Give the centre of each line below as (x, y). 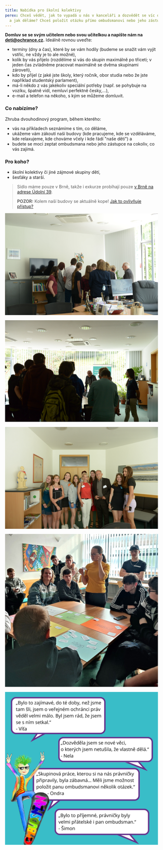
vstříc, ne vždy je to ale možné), (44, 55)
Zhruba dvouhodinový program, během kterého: (53, 119)
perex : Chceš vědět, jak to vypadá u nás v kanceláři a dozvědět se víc (80, 15)
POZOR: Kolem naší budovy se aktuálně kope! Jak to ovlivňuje (79, 201)
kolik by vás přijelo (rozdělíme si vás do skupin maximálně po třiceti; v (82, 60)
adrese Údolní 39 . (35, 192)
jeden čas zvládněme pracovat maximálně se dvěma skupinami (75, 65)
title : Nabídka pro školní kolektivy (43, 10)
